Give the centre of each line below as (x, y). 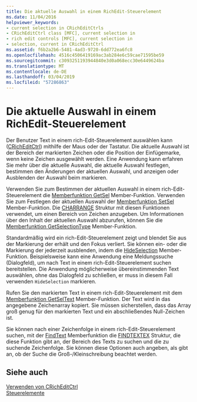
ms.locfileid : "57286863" (38, 83)
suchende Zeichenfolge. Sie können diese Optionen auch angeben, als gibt (97, 347)
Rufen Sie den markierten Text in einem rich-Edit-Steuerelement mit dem (94, 293)
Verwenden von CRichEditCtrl (42, 386)
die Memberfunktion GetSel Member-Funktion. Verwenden (114, 195)
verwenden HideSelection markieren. (51, 281)
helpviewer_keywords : (33, 22)
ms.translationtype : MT (35, 66)
